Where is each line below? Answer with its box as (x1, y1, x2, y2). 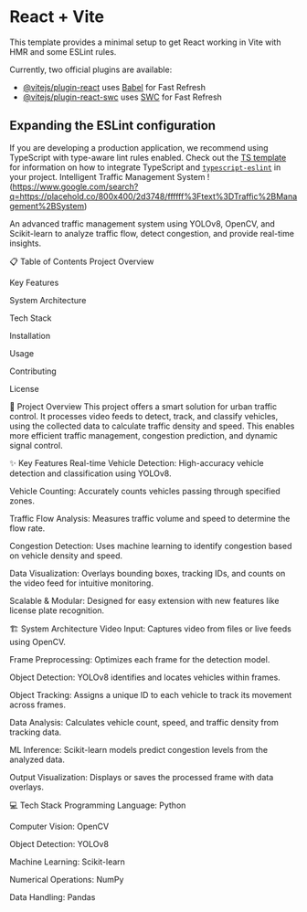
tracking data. (9, 726, 62, 737)
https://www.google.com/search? (12, 181, 139, 192)
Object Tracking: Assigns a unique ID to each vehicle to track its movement (9, 689, 292, 700)
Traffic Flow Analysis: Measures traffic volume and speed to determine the (9, 513, 291, 524)
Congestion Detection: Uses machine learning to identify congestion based (9, 540, 292, 551)
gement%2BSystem (9, 200, 85, 211)
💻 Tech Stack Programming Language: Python (9, 800, 186, 811)
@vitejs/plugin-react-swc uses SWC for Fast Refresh (22, 91, 222, 102)
